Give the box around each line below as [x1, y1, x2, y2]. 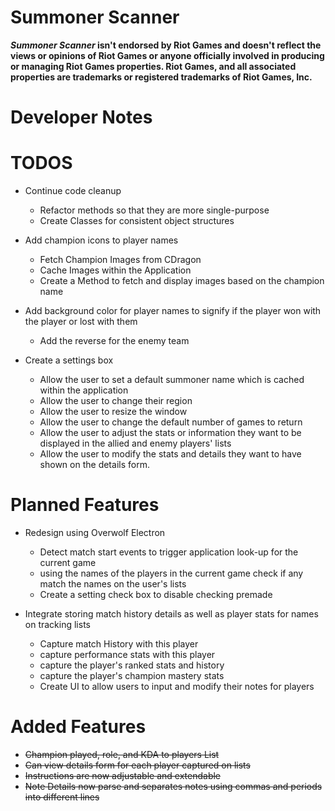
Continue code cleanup [24, 185, 122, 197]
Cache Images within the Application [39, 264, 192, 276]
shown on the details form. [39, 459, 150, 471]
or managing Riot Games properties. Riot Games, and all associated [10, 60, 297, 72]
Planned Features [10, 494, 160, 516]
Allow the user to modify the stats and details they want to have [39, 448, 302, 460]
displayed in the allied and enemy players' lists [39, 437, 232, 450]
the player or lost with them [24, 316, 138, 328]
